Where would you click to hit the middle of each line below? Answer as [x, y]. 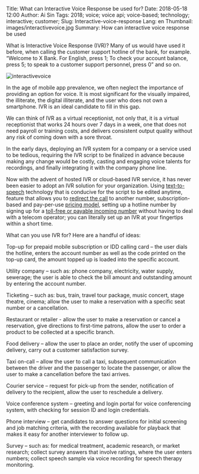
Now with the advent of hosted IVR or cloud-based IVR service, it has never [99, 179]
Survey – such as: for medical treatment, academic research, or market [93, 446]
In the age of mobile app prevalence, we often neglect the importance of [95, 88]
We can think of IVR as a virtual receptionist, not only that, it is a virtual [93, 118]
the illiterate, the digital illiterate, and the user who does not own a [87, 100]
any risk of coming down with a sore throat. [59, 137]
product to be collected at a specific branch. [60, 332]
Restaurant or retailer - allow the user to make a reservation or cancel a [93, 319]
